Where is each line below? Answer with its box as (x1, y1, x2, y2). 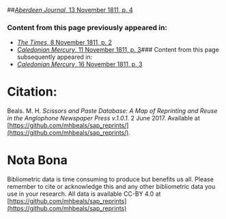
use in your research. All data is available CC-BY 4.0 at (7, 190, 161, 198)
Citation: (7, 84, 57, 100)
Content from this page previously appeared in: (7, 23, 167, 32)
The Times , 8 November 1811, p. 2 (16, 38, 113, 47)
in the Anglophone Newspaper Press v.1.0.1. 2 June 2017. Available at (7, 114, 200, 123)
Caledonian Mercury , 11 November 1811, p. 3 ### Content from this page (16, 46, 220, 54)
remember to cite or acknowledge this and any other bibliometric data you (7, 183, 216, 191)
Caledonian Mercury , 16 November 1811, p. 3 (16, 60, 143, 68)
